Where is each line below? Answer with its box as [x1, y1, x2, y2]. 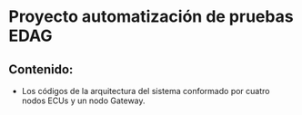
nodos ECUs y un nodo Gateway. [21, 95, 146, 106]
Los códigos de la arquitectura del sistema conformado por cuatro [21, 86, 270, 96]
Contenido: [8, 62, 74, 77]
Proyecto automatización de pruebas [8, 6, 294, 27]
